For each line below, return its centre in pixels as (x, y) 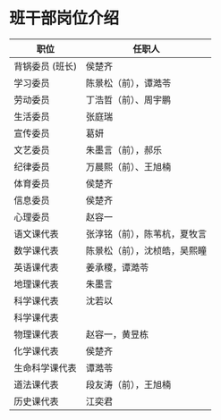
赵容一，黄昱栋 (117, 334)
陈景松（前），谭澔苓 (128, 83)
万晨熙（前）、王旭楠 (128, 166)
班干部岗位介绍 (64, 18)
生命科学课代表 (46, 367)
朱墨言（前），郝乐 (124, 150)
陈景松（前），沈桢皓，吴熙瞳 (146, 250)
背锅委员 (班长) (46, 66)
